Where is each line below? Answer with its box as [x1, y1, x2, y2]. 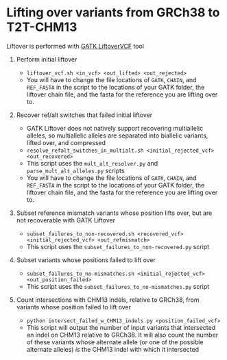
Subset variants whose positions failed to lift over [16, 255, 156, 264]
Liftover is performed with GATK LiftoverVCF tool [6, 42, 145, 50]
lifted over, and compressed [26, 138, 106, 146]
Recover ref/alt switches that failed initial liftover [16, 111, 153, 119]
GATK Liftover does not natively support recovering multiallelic [26, 124, 204, 132]
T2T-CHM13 [6, 19, 77, 35]
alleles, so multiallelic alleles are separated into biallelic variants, [26, 131, 208, 140]
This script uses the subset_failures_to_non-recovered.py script [26, 242, 210, 250]
